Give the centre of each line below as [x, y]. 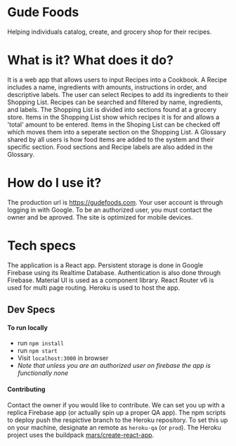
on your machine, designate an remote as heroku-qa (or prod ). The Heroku [114, 427]
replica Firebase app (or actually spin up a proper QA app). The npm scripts [117, 412]
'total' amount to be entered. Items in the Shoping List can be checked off [114, 125]
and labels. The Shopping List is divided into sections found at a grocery [112, 109]
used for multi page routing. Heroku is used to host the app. [94, 287]
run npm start [37, 351]
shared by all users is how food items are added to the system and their [111, 139]
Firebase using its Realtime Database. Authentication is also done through [114, 272]
